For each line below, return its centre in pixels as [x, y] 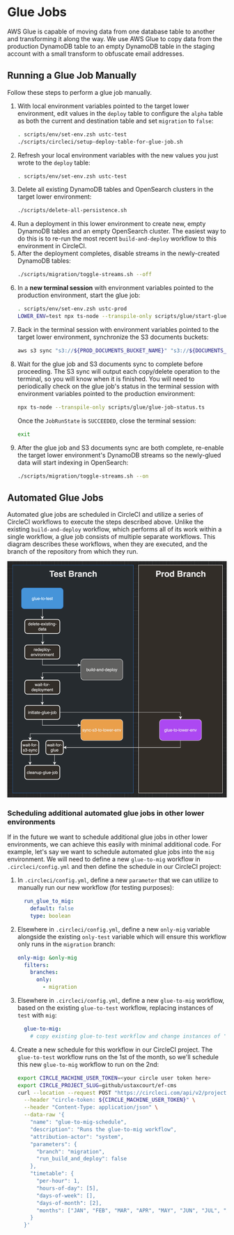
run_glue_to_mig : [49, 901]
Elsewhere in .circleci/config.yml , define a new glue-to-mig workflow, [121, 1001]
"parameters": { [54, 1144]
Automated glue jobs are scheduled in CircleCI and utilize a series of [106, 515]
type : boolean [50, 916]
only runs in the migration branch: [67, 944]
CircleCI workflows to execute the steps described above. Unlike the [106, 522]
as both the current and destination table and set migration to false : [115, 121]
